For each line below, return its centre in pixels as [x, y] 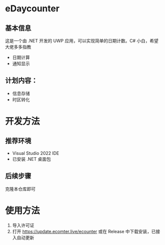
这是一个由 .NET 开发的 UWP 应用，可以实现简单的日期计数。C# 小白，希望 [82, 41]
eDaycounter [32, 9]
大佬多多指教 [18, 47]
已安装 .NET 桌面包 [31, 159]
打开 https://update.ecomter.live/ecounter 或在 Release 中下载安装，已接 [86, 231]
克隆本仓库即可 [20, 189]
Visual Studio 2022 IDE [36, 153]
